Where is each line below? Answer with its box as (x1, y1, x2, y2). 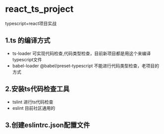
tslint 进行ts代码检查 (12, 99, 54, 105)
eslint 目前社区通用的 (12, 105, 55, 111)
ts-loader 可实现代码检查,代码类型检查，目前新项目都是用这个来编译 (12, 50, 151, 56)
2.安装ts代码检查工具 (5, 85, 70, 93)
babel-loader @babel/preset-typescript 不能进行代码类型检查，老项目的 (12, 63, 160, 69)
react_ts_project (5, 3, 74, 15)
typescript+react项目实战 (5, 20, 57, 26)
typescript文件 (12, 56, 42, 62)
